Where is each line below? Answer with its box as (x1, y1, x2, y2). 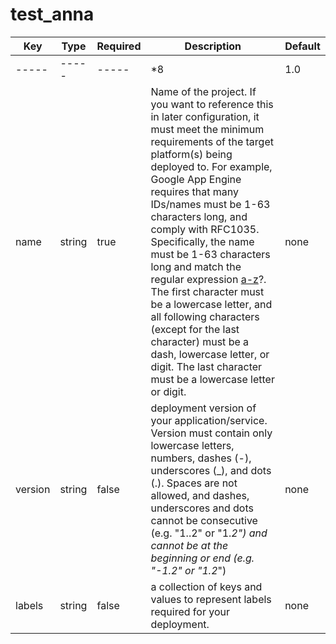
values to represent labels (150, 592, 272, 606)
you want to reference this (150, 97, 274, 111)
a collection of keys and (150, 579, 263, 593)
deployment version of (150, 401, 257, 415)
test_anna (10, 3, 95, 26)
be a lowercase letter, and (150, 297, 273, 311)
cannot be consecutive (150, 513, 258, 527)
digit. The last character (150, 359, 263, 373)
